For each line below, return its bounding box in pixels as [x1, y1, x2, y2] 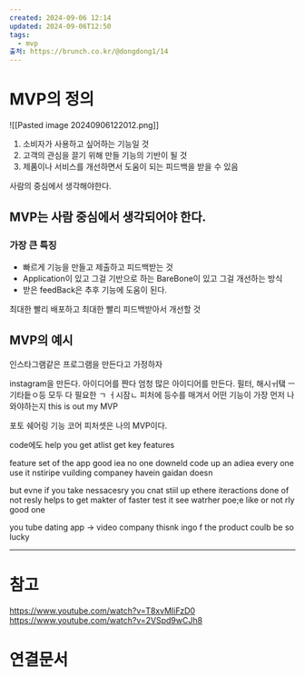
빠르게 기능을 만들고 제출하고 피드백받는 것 [22, 261, 174, 273]
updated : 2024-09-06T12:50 [9, 22, 112, 31]
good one [9, 503, 45, 514]
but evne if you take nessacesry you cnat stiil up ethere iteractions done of [9, 484, 290, 495]
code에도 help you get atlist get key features [9, 439, 175, 450]
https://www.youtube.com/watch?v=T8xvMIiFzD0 [9, 605, 196, 616]
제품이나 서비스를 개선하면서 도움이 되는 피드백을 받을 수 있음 [22, 161, 239, 173]
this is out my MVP [48, 401, 118, 412]
